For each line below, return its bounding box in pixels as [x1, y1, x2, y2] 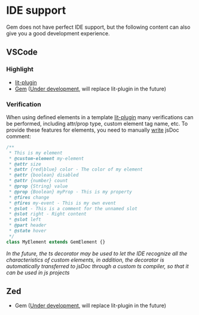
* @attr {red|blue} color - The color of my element [8, 166, 143, 172]
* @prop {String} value [8, 183, 68, 189]
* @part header [8, 222, 47, 228]
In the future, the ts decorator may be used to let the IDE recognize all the [6, 250, 188, 257]
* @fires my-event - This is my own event [8, 200, 117, 206]
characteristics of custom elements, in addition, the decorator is [6, 256, 164, 263]
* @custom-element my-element [8, 155, 84, 162]
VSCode [6, 47, 38, 57]
